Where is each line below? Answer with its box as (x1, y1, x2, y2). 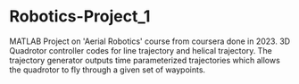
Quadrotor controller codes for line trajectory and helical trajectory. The (9, 45, 272, 55)
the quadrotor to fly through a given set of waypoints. (9, 64, 206, 75)
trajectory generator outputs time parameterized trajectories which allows (9, 55, 281, 65)
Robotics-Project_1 (9, 6, 151, 27)
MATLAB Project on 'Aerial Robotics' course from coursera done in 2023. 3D (9, 36, 291, 46)
